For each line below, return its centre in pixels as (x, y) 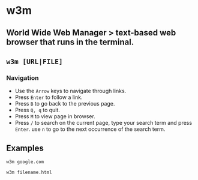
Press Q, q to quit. (37, 110)
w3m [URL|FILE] (34, 61)
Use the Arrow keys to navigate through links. (70, 91)
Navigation (22, 77)
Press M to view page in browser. (55, 116)
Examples (25, 148)
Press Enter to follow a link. (49, 97)
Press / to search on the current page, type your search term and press (103, 123)
